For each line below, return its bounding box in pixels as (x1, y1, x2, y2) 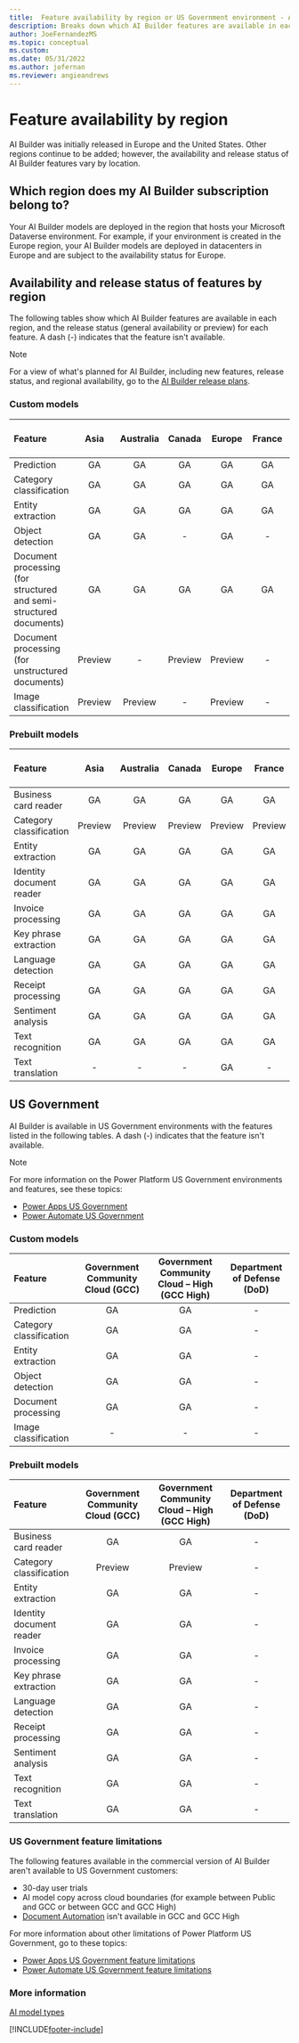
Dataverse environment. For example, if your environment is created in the (9, 231, 282, 241)
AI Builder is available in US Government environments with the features (9, 1120, 273, 1132)
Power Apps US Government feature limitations (21, 1955, 196, 1965)
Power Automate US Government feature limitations (21, 1964, 212, 1974)
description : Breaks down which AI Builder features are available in (9, 21, 277, 30)
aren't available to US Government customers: (9, 1865, 179, 1875)
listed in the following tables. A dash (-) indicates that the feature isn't (9, 1130, 265, 1140)
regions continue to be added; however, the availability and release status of (9, 148, 289, 159)
